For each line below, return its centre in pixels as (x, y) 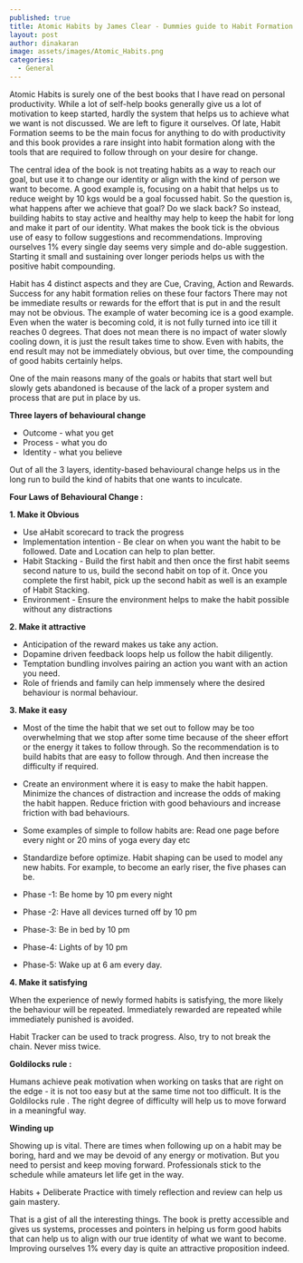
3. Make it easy (38, 710)
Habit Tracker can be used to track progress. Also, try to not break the (140, 1036)
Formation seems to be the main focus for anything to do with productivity (148, 132)
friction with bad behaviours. (76, 812)
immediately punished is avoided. (71, 1019)
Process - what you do (65, 442)
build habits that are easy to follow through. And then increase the (146, 756)
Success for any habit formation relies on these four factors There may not (148, 293)
